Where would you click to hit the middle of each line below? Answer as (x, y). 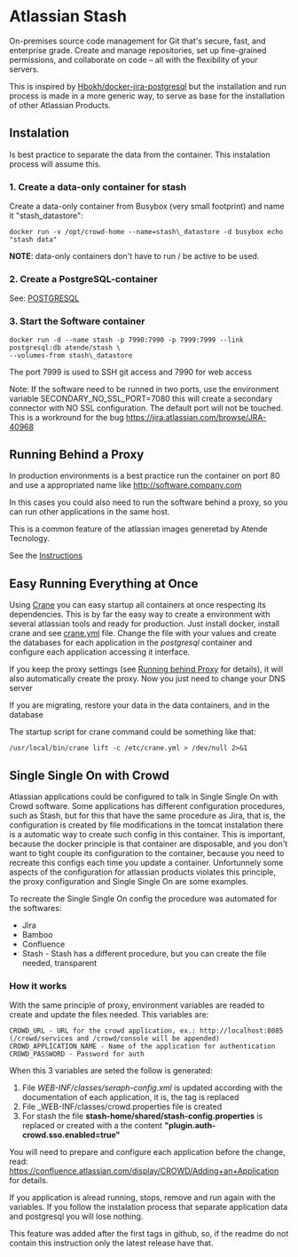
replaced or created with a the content (92, 1126)
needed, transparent (59, 963)
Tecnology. (30, 538)
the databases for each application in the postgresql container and (131, 643)
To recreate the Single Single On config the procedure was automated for (143, 899)
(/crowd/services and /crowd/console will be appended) (114, 1039)
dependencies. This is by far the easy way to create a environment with (140, 615)
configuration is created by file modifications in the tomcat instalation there (146, 825)
